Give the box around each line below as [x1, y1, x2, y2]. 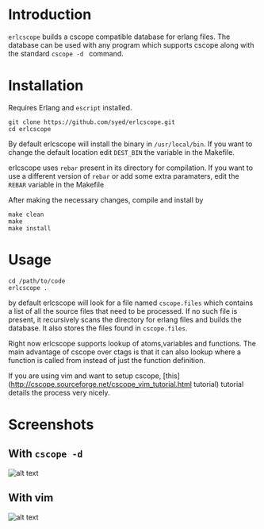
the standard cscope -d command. [8, 48, 124, 58]
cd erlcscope [8, 125, 52, 133]
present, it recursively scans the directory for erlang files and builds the [8, 315, 242, 324]
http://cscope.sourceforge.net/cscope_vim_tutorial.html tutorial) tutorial [10, 379, 244, 388]
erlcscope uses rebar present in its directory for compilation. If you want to [8, 163, 254, 172]
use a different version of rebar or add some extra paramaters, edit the [8, 171, 239, 180]
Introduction [8, 6, 92, 24]
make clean [8, 210, 44, 218]
